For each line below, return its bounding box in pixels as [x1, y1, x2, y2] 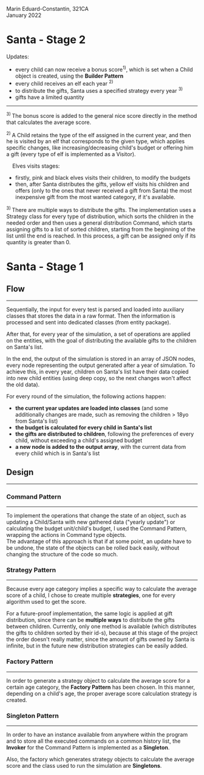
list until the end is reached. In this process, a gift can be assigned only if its [6, 232, 196, 239]
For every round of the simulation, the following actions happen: [6, 392, 166, 400]
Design [6, 467, 34, 477]
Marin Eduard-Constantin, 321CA [6, 5, 89, 12]
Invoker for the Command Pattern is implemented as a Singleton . [6, 743, 170, 751]
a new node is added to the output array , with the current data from [15, 443, 186, 450]
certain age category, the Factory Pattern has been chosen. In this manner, [6, 683, 195, 691]
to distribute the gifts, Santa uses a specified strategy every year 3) [15, 86, 183, 94]
